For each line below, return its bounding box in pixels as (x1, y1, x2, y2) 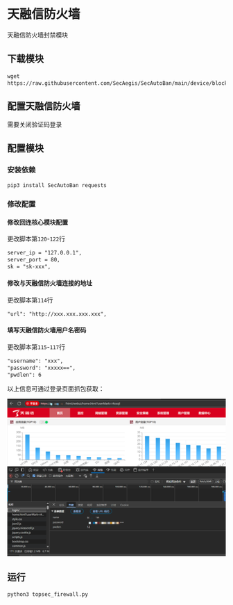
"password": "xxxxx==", (7, 364, 76, 371)
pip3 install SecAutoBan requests (7, 182, 107, 189)
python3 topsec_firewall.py (7, 591, 89, 598)
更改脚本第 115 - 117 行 (7, 342, 66, 351)
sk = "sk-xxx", (7, 264, 51, 271)
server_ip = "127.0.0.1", (7, 250, 82, 257)
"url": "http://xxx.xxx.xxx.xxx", (7, 310, 107, 317)
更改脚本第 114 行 (7, 296, 53, 304)
